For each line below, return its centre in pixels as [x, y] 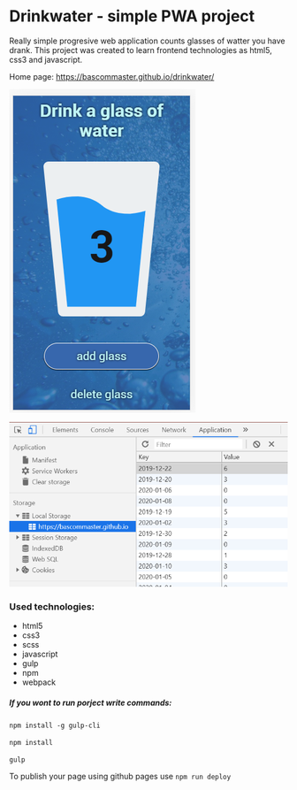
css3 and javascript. [46, 59]
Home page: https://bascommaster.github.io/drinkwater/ [112, 76]
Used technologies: [52, 606]
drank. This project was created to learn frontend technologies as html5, [141, 50]
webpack [38, 682]
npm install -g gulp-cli [55, 725]
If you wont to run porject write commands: [91, 702]
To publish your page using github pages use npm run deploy [120, 776]
